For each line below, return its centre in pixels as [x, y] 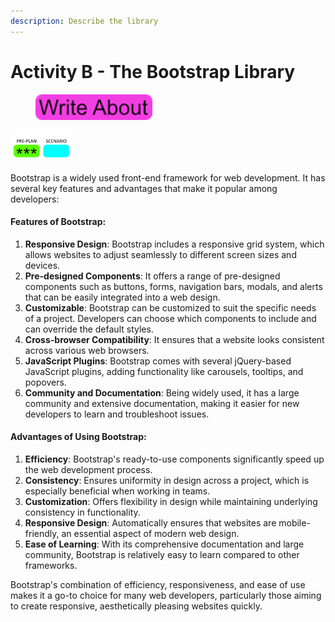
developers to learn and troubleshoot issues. [117, 414]
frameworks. [51, 565]
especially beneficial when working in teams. [117, 491]
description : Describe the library [84, 21]
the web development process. [88, 469]
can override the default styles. [89, 329]
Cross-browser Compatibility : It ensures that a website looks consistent [174, 339]
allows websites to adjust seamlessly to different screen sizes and [160, 254]
